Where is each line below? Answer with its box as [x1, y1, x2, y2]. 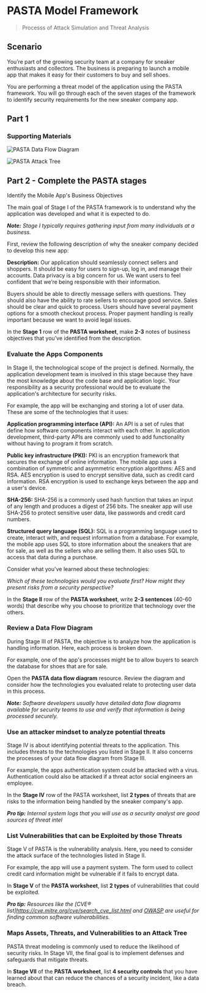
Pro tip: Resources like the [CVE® [7, 900, 91, 908]
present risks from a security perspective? [7, 583, 114, 591]
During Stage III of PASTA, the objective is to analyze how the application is [7, 638, 196, 645]
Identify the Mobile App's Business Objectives [7, 192, 123, 199]
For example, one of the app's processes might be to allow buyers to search [7, 656, 199, 663]
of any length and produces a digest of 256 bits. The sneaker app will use [7, 502, 193, 510]
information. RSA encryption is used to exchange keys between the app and [7, 477, 198, 485]
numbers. [7, 515, 31, 523]
